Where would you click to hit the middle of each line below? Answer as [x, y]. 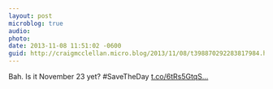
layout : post [30, 16]
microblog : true [36, 23]
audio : [19, 31]
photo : [19, 38]
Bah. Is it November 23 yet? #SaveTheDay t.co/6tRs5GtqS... [108, 76]
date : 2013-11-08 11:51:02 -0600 [65, 46]
